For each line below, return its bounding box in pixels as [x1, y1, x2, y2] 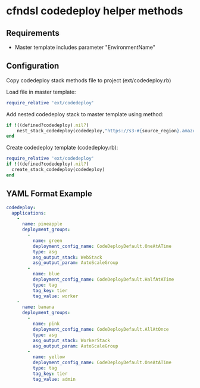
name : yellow [32, 354, 65, 360]
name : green [32, 237, 62, 244]
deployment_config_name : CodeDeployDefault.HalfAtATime [32, 277, 174, 283]
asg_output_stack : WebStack [32, 254, 102, 260]
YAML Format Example [6, 189, 92, 199]
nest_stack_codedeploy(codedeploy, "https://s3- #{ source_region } [17, 128, 180, 134]
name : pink [32, 321, 60, 327]
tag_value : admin [32, 376, 76, 382]
